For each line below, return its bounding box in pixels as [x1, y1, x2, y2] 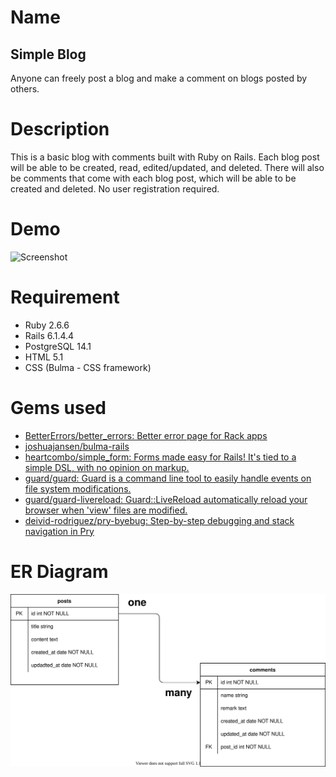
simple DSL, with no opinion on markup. [24, 461, 190, 473]
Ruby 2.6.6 [24, 319, 70, 331]
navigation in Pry [24, 525, 95, 537]
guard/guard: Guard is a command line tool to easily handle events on [24, 472, 312, 484]
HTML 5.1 [24, 351, 64, 363]
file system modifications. [24, 482, 132, 495]
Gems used [10, 397, 107, 419]
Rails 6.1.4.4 [24, 329, 75, 341]
